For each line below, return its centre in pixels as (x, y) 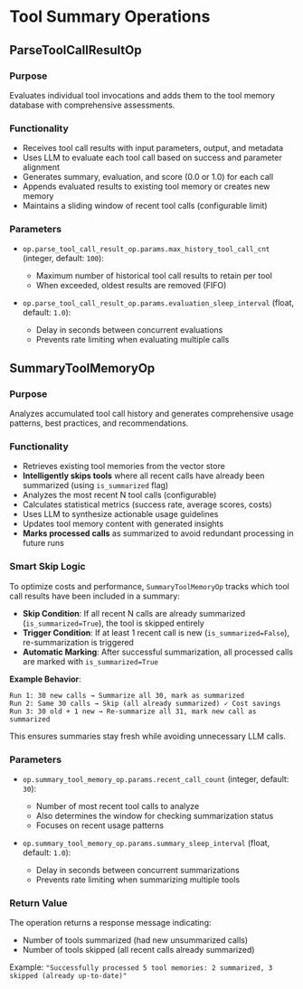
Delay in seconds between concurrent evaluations (129, 330)
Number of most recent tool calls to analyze (118, 806)
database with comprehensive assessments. (92, 105)
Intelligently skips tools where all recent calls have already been (143, 476)
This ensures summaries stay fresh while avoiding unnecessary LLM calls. (148, 736)
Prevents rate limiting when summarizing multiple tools (138, 880)
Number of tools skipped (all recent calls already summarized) (138, 950)
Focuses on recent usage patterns (100, 825)
